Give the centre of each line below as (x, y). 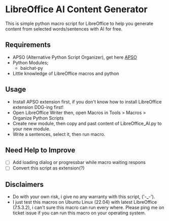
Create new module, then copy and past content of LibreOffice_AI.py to (87, 123)
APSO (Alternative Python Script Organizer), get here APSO (75, 57)
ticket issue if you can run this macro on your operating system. (79, 213)
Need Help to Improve (40, 150)
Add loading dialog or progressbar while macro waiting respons (79, 162)
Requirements (28, 45)
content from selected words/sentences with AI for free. (64, 29)
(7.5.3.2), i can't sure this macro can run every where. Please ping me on (88, 208)
